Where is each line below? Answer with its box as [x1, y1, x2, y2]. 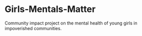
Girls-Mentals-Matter [4, 3, 96, 15]
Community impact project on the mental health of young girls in [4, 20, 137, 26]
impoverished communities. [4, 25, 62, 31]
